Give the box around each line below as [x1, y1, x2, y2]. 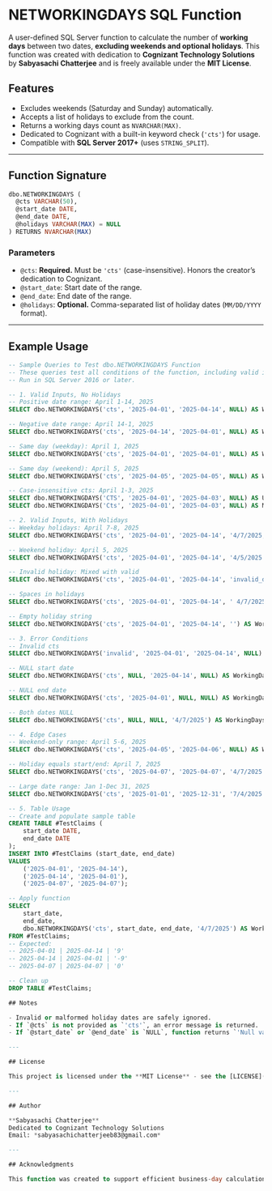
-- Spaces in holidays [8, 590, 85, 598]
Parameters [8, 247, 55, 258]
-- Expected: [8, 939, 53, 948]
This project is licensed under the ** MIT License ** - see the [8, 1073, 227, 1081]
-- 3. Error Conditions [8, 634, 89, 643]
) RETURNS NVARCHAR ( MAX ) [8, 228, 92, 236]
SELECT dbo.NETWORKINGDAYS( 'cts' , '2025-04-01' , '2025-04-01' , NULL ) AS [8, 449, 259, 458]
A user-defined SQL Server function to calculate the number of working [8, 32, 249, 42]
